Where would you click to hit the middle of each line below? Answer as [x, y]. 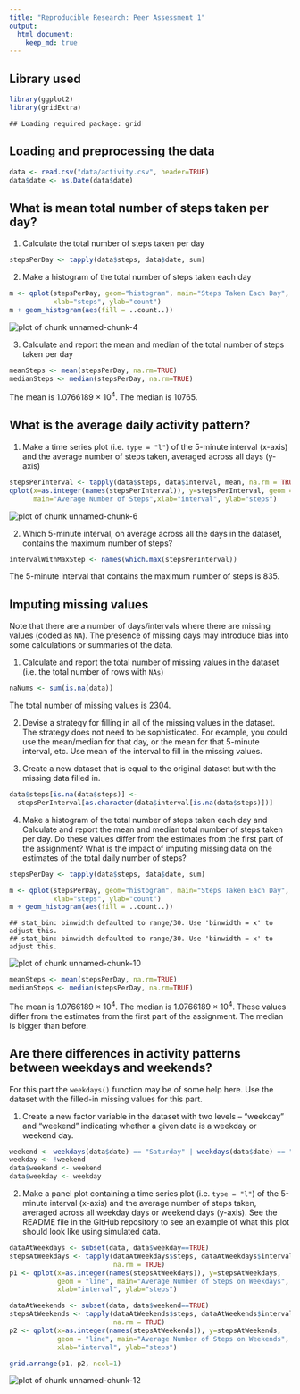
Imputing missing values [79, 604]
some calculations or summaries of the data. [91, 645]
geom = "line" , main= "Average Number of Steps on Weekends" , [173, 1339]
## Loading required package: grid [75, 123]
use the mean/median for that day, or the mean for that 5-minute [141, 742]
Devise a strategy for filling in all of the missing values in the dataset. [149, 723]
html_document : [46, 34]
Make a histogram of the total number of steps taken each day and [145, 820]
